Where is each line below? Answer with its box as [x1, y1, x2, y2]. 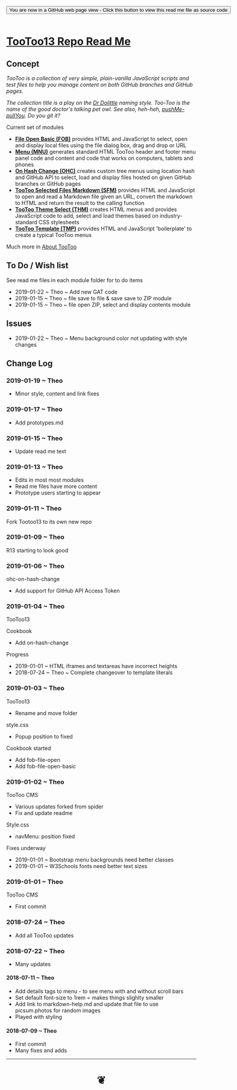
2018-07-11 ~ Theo [6, 974, 55, 981]
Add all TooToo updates [14, 931, 74, 939]
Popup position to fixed [14, 732, 74, 740]
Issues [6, 318, 32, 329]
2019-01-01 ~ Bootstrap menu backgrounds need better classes [14, 856, 174, 863]
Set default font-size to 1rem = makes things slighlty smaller [14, 994, 164, 1001]
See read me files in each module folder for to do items [6, 276, 143, 283]
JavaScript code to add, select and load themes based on [14, 212, 159, 219]
